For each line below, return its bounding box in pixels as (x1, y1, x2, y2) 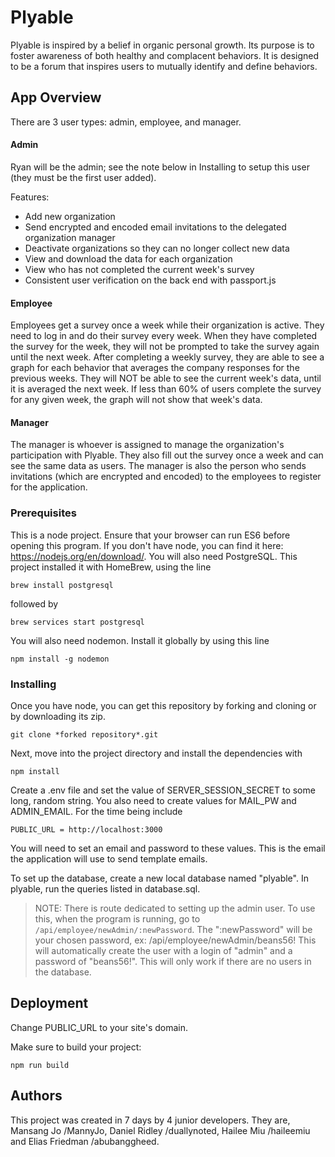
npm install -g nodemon (10, 654, 110, 664)
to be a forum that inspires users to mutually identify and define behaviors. (10, 60, 318, 72)
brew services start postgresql (10, 617, 145, 627)
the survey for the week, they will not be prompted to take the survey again (10, 341, 320, 353)
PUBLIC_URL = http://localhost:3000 (10, 824, 163, 835)
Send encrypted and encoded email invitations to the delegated (24, 221, 287, 233)
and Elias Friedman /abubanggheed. (10, 1135, 160, 1147)
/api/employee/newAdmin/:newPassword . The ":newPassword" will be (34, 923, 313, 935)
